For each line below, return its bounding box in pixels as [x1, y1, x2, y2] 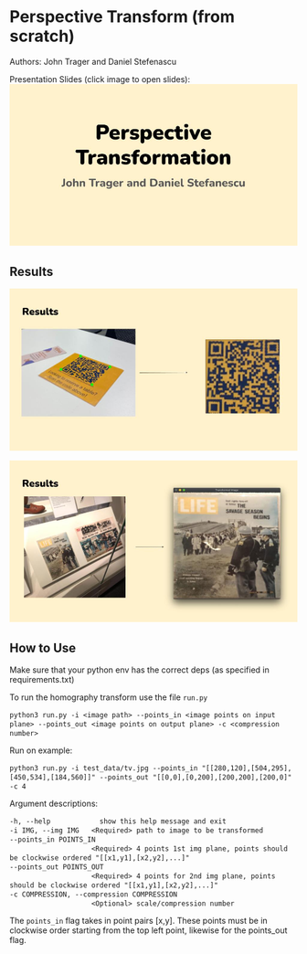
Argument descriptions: [9, 798, 99, 810]
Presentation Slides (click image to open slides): [9, 73, 190, 84]
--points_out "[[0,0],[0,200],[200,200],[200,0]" [99, 773, 292, 782]
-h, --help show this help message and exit [9, 817, 227, 826]
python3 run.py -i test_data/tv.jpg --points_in [9, 764, 198, 773]
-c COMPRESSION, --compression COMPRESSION [9, 890, 178, 899]
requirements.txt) [9, 674, 75, 685]
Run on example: [9, 745, 73, 756]
